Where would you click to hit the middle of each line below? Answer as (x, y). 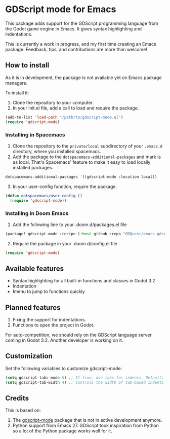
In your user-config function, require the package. (65, 187)
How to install (27, 65)
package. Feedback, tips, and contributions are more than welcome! (76, 49)
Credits (17, 398)
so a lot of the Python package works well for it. (62, 431)
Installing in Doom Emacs (37, 213)
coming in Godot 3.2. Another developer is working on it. (64, 340)
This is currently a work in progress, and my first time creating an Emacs (81, 44)
